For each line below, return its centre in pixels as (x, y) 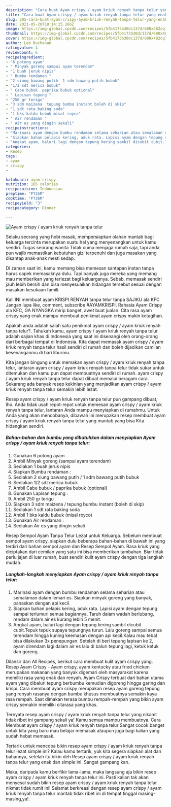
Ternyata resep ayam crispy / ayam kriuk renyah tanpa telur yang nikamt (81, 715)
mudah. (14, 563)
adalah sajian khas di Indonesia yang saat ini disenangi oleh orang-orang (82, 336)
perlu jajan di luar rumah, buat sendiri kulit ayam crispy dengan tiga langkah (85, 557)
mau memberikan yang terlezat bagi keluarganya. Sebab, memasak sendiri (84, 279)
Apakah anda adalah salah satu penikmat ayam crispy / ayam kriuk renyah (83, 325)
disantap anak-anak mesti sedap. (40, 258)
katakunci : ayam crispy (31, 180)
